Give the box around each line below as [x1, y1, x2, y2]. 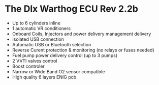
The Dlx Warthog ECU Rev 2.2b [5, 3, 138, 15]
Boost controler [12, 63, 45, 69]
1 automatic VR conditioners [12, 25, 71, 31]
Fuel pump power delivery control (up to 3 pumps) [12, 52, 118, 59]
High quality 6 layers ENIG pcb [12, 74, 77, 80]
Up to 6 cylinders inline [12, 20, 61, 26]
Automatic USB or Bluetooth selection [12, 41, 91, 47]
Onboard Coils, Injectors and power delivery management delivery [12, 31, 151, 37]
